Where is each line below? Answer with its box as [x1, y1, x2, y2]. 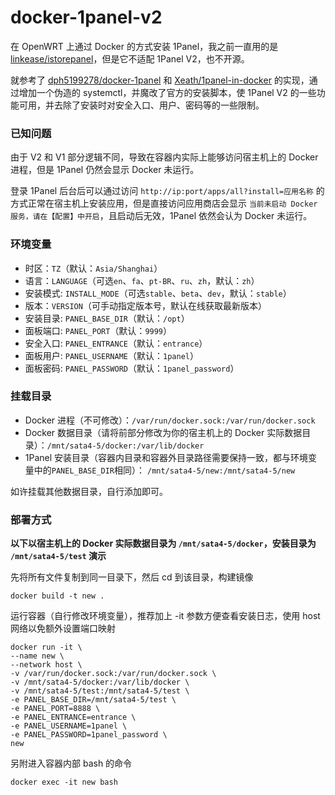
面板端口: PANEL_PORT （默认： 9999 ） [24, 324, 173, 336]
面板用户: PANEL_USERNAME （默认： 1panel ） [24, 349, 199, 361]
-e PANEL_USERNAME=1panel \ [10, 721, 128, 731]
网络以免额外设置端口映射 [10, 622, 116, 635]
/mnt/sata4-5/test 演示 [10, 550, 107, 562]
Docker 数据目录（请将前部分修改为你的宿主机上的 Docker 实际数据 [24, 426, 303, 438]
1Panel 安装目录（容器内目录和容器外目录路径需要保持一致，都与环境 [24, 451, 309, 463]
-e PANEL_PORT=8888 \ [10, 704, 101, 714]
